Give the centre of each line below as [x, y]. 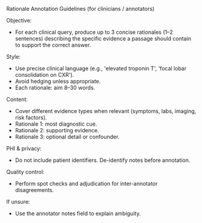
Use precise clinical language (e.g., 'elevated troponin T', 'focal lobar [101, 68]
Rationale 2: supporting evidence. [57, 130]
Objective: [19, 20]
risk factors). [31, 118]
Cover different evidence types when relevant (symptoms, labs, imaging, [106, 111]
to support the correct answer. [53, 45]
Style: [14, 57]
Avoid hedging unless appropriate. [58, 81]
